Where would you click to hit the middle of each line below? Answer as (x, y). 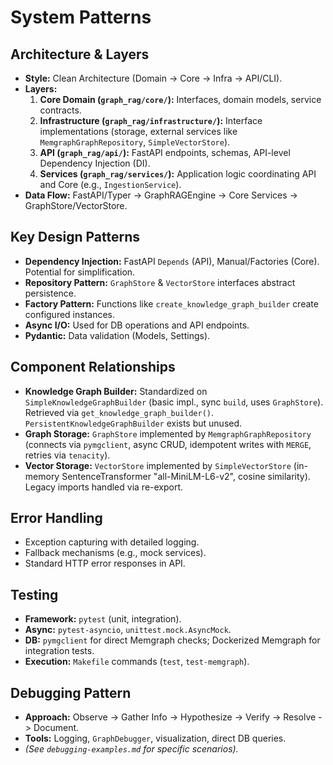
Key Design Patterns (75, 237)
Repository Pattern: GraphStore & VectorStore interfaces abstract (160, 282)
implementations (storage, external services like (138, 131)
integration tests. (59, 651)
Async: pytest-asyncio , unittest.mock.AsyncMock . (128, 630)
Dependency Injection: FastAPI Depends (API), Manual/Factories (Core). (172, 261)
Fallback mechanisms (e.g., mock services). (115, 553)
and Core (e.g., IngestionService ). (110, 184)
